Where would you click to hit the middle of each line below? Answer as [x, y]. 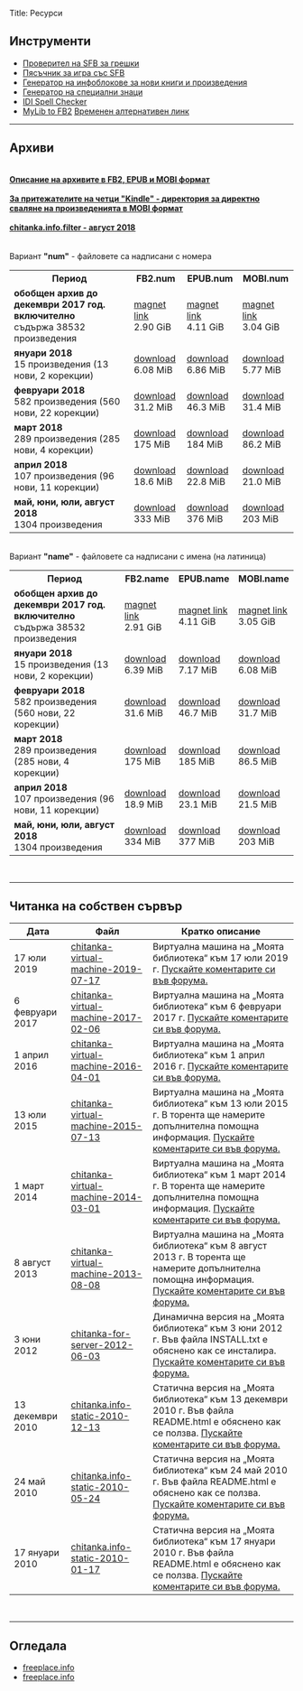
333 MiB [152, 518]
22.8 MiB [206, 481]
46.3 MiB [206, 407]
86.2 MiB [262, 444]
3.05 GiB [257, 621]
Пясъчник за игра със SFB [73, 72]
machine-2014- [106, 1197]
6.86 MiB [206, 369]
